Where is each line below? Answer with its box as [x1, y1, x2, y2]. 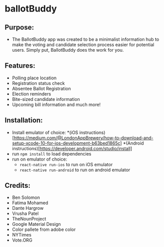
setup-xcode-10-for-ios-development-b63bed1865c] [12, 140, 122, 146]
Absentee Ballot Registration [12, 85, 71, 91]
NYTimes [12, 232, 32, 238]
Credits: [5, 181, 31, 190]
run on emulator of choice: [12, 156, 67, 162]
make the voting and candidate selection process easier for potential [12, 42, 154, 48]
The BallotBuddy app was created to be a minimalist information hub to [12, 36, 159, 42]
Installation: [5, 116, 43, 125]
